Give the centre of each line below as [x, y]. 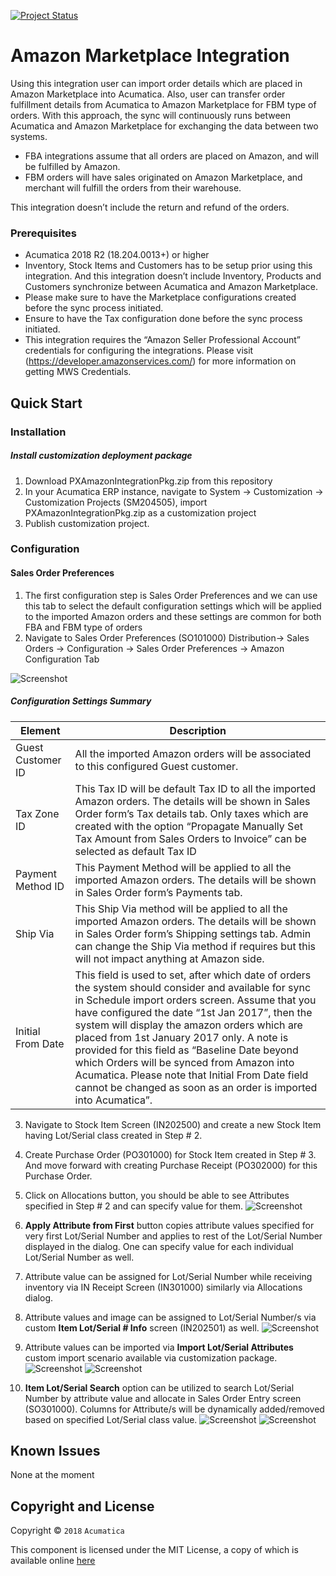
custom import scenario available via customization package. [151, 1357]
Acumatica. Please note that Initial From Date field [191, 1075]
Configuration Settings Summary [81, 701]
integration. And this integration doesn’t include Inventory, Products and [173, 276]
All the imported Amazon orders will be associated [193, 753]
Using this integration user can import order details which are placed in [156, 83]
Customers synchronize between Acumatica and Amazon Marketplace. [171, 287]
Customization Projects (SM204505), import [116, 502]
